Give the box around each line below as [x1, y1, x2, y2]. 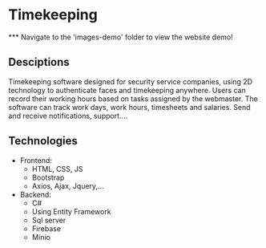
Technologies [8, 134, 79, 148]
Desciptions [8, 55, 70, 69]
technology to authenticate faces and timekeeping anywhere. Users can [8, 85, 246, 95]
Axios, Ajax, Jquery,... [31, 181, 104, 190]
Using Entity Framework [31, 206, 111, 216]
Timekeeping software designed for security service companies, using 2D [8, 76, 253, 86]
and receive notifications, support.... [8, 111, 128, 120]
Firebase [31, 223, 62, 234]
